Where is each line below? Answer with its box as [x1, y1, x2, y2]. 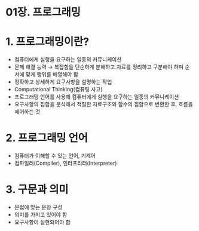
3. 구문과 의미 [5, 183, 69, 196]
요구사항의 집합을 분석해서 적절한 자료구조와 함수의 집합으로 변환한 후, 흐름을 [14, 101, 194, 108]
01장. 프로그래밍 [5, 5, 81, 19]
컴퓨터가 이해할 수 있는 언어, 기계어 [14, 152, 96, 159]
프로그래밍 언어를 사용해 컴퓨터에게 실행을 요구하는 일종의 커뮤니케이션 [14, 93, 179, 100]
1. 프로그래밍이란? [5, 35, 90, 48]
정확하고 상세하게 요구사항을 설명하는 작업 [14, 78, 112, 85]
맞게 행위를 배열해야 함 [25, 71, 79, 78]
